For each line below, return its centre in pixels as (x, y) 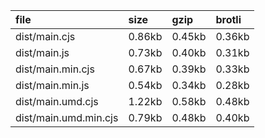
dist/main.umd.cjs (57, 101)
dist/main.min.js (52, 85)
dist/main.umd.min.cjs (67, 117)
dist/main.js (42, 52)
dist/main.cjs (45, 36)
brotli (228, 19)
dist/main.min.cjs (55, 69)
